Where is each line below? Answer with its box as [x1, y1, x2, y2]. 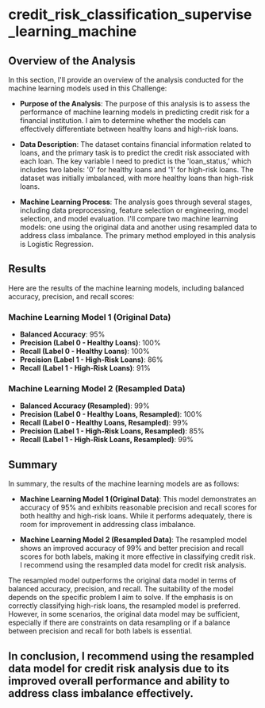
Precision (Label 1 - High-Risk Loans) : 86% [19, 355, 163, 364]
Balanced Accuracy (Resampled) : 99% [19, 401, 151, 410]
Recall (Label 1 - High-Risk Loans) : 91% [19, 364, 151, 373]
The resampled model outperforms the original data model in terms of [8, 575, 236, 585]
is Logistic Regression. [19, 240, 94, 248]
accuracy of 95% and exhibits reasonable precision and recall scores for [19, 502, 258, 513]
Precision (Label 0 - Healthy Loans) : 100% [19, 338, 161, 348]
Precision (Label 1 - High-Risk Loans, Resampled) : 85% [19, 426, 205, 436]
